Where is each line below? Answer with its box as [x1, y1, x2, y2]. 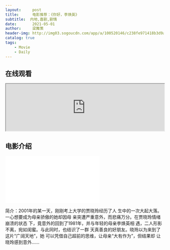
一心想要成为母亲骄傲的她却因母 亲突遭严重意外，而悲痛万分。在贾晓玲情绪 [5, 214, 161, 220]
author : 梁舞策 [5, 26, 44, 31]
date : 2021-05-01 [5, 21, 55, 27]
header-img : [5, 31, 30, 36]
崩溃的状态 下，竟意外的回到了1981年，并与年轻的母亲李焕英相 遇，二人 [5, 220, 153, 226]
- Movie [14, 45, 30, 50]
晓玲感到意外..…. [5, 239, 40, 245]
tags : [5, 40, 17, 45]
